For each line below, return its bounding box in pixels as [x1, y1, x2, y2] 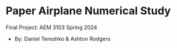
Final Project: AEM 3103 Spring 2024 [5, 24, 97, 31]
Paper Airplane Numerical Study [5, 4, 171, 18]
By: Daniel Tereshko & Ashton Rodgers [14, 35, 111, 42]
